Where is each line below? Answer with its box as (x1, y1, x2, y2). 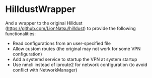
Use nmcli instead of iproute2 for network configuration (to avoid (12, 61, 147, 67)
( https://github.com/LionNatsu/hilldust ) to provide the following (5, 25, 136, 31)
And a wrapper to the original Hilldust (5, 20, 83, 26)
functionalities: (5, 30, 36, 36)
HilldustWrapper (5, 3, 76, 15)
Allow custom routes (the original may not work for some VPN (12, 45, 141, 51)
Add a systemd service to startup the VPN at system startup (12, 56, 137, 62)
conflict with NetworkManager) (12, 66, 78, 73)
